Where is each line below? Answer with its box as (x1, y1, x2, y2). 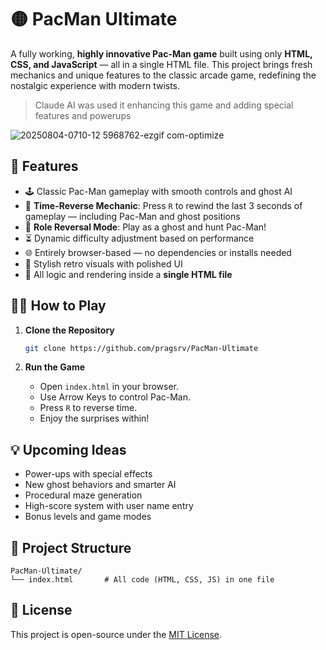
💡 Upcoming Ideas (10, 441, 127, 458)
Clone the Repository (24, 324, 115, 336)
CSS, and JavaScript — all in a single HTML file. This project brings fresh (10, 58, 313, 70)
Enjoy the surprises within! (39, 412, 150, 425)
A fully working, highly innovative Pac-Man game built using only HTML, (10, 47, 313, 60)
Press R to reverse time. (39, 402, 138, 414)
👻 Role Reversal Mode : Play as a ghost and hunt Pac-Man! (24, 221, 267, 233)
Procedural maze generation (24, 489, 143, 501)
